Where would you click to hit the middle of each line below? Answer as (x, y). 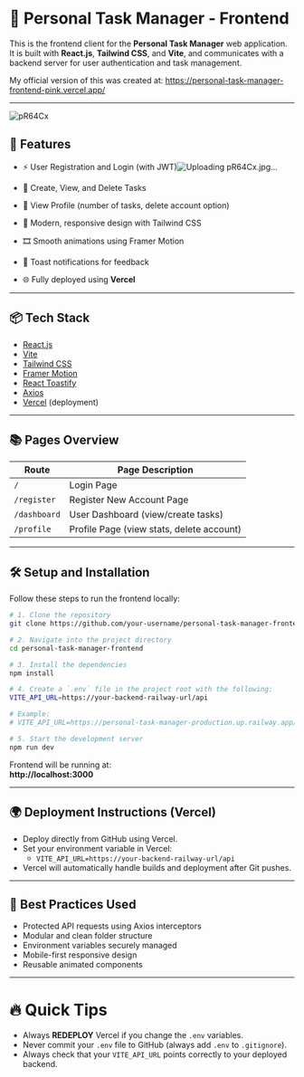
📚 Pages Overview (64, 439)
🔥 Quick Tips (58, 1010)
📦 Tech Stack (50, 318)
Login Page (93, 485)
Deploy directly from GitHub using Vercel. (100, 839)
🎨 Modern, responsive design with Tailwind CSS (112, 223)
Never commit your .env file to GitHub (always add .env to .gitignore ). (155, 1045)
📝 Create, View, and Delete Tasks (84, 187)
